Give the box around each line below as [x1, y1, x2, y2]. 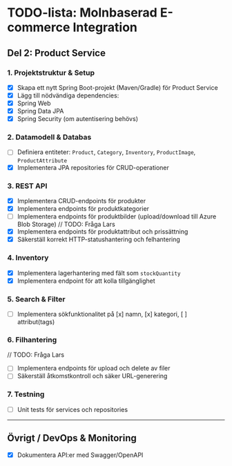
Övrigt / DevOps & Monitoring [7, 432, 137, 444]
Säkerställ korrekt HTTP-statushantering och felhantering [17, 235, 181, 243]
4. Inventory [7, 253, 49, 263]
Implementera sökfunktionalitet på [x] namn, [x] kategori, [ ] [17, 310, 188, 318]
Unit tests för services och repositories [17, 405, 128, 413]
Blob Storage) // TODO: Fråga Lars [17, 220, 115, 229]
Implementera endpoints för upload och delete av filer [17, 364, 171, 373]
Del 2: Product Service [7, 47, 106, 59]
